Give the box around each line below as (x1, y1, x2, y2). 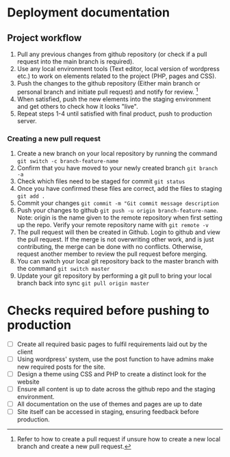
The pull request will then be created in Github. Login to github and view (16, 228, 220, 236)
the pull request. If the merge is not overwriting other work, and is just (16, 235, 214, 244)
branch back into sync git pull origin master (16, 278, 149, 287)
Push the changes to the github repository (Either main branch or (16, 79, 201, 87)
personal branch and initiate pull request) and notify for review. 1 (16, 87, 199, 96)
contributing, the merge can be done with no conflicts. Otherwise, (16, 242, 203, 250)
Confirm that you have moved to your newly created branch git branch (16, 164, 218, 172)
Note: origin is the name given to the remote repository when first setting (16, 213, 222, 222)
